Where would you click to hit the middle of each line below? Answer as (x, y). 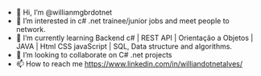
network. (31, 29)
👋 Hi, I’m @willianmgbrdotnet (64, 12)
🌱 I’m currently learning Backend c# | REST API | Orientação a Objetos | (135, 38)
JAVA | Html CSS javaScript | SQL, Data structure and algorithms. (124, 46)
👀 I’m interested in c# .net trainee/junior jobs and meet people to (122, 21)
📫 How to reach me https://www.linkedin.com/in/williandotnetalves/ (129, 64)
